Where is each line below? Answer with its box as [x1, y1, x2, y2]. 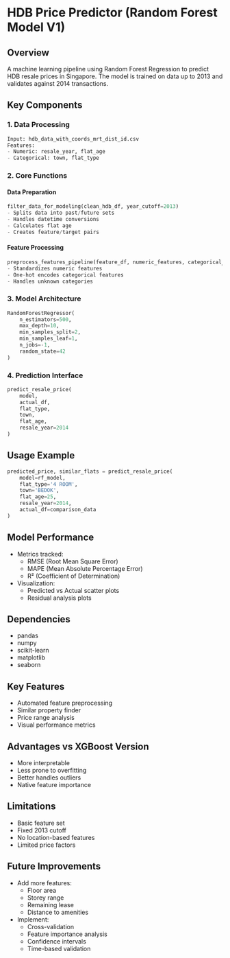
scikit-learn [16, 646, 49, 655]
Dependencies [7, 614, 71, 625]
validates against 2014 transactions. [7, 80, 109, 87]
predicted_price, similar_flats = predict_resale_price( [7, 468, 173, 475]
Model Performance [7, 532, 94, 544]
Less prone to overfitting [16, 767, 87, 775]
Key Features [7, 681, 65, 692]
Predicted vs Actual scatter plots [27, 586, 120, 594]
